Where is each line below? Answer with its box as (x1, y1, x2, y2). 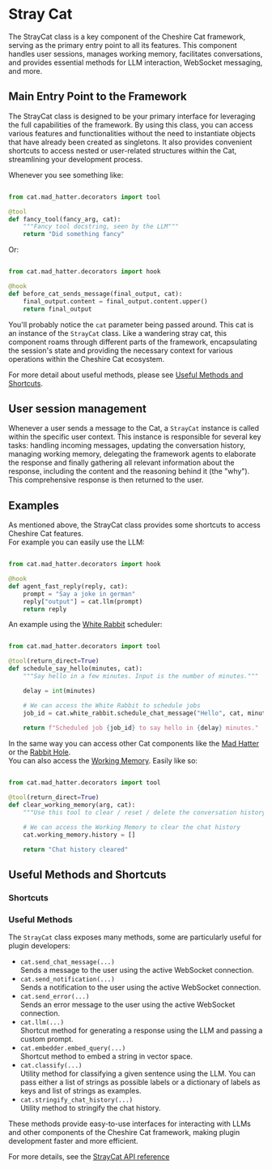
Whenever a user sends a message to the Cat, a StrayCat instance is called (8, 423, 260, 433)
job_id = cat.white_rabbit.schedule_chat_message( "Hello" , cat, (23, 709, 244, 717)
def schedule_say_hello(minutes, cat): (8, 664, 143, 673)
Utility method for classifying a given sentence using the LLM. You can (19, 1068, 256, 1078)
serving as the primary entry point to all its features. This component (8, 40, 237, 49)
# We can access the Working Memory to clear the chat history (23, 823, 241, 832)
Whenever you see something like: (8, 170, 124, 179)
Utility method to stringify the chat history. (19, 1102, 161, 1112)
